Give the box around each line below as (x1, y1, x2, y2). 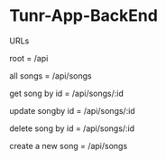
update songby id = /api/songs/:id (9, 105, 135, 116)
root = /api (9, 52, 49, 63)
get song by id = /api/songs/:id (9, 88, 124, 99)
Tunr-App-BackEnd (9, 5, 158, 26)
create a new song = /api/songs (9, 140, 128, 151)
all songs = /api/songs (9, 70, 92, 81)
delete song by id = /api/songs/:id (9, 123, 135, 134)
